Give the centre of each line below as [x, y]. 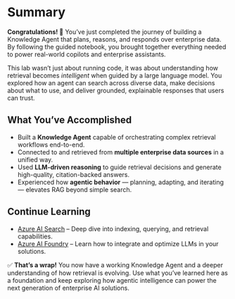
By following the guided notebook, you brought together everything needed [117, 47]
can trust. [21, 98]
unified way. [35, 159]
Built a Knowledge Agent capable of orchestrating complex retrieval [116, 137]
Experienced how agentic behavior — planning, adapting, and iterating [120, 182]
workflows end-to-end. [51, 145]
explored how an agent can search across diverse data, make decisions [111, 83]
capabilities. [35, 236]
